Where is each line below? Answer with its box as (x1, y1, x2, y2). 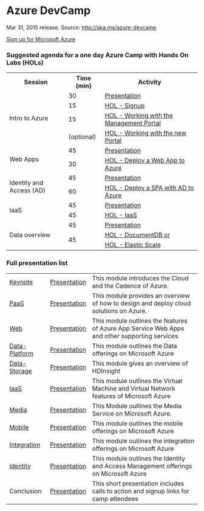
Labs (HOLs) (6, 58, 44, 67)
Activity (138, 78, 162, 86)
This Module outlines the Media (92, 401, 182, 410)
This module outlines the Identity (92, 454, 186, 462)
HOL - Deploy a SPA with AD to (104, 184, 194, 192)
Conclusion (9, 487, 42, 495)
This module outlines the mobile (92, 419, 183, 428)
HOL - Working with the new (104, 129, 187, 137)
